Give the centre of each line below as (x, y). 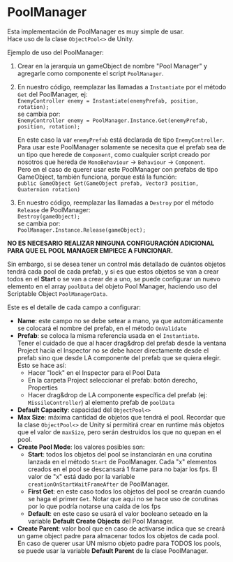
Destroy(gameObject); (48, 216)
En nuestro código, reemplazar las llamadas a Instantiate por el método (122, 87)
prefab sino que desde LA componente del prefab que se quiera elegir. (119, 357)
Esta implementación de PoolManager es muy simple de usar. (96, 31)
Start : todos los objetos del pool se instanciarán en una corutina (120, 454)
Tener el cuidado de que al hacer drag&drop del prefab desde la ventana (122, 343)
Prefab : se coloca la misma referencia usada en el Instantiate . (108, 335)
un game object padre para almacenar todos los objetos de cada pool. (118, 535)
